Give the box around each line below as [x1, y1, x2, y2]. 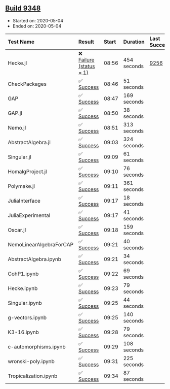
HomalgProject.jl [8, 168, 47, 175]
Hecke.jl [8, 59, 27, 67]
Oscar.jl [8, 226, 26, 233]
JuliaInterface [8, 197, 40, 204]
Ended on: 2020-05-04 [12, 23, 62, 29]
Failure [78, 56, 95, 63]
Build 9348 [5, 4, 41, 13]
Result [78, 38, 95, 45]
